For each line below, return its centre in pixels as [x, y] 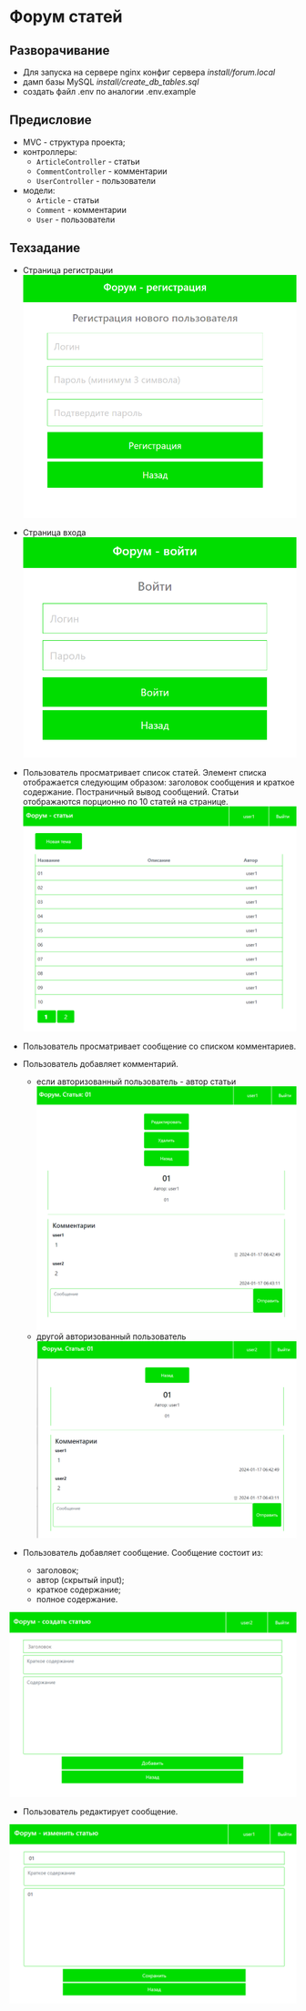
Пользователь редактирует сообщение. [100, 1812]
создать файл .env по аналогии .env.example [109, 91]
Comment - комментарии [82, 209]
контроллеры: [50, 151]
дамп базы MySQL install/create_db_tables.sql [111, 82]
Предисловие [51, 120]
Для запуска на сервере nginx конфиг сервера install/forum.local [149, 72]
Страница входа [54, 533]
